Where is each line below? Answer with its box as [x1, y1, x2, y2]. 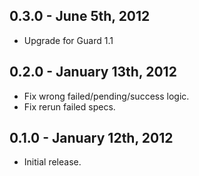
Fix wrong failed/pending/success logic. [23, 90, 190, 102]
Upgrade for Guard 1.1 [23, 34, 114, 46]
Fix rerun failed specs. [23, 100, 116, 113]
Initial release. [23, 156, 82, 168]
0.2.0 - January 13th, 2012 [9, 64, 177, 81]
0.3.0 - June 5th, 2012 [9, 8, 151, 25]
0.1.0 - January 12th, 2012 [9, 130, 174, 147]
